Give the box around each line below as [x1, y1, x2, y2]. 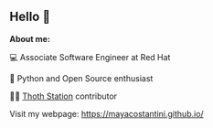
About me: [9, 33, 50, 44]
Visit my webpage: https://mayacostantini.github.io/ [9, 108, 204, 119]
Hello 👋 [9, 9, 51, 25]
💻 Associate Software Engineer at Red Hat [9, 51, 171, 62]
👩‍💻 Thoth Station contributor [9, 91, 117, 101]
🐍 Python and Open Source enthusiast [9, 72, 154, 83]
